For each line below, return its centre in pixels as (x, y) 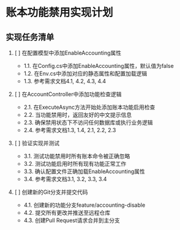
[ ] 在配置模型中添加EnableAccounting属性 (68, 53)
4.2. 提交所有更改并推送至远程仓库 (67, 213)
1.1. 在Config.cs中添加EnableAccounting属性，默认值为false (99, 66)
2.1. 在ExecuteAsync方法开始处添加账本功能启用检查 (89, 107)
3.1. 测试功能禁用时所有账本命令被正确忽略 (77, 156)
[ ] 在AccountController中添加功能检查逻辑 (68, 94)
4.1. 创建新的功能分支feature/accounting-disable (84, 205)
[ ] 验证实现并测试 (37, 143)
